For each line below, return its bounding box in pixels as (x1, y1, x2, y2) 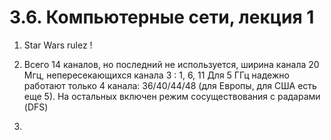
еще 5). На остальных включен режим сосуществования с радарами (23, 90, 321, 102)
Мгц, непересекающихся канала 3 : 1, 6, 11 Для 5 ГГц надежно (23, 69, 290, 81)
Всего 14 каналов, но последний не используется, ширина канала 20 (23, 58, 320, 70)
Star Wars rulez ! (23, 39, 93, 51)
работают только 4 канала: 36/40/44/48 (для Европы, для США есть (23, 79, 317, 91)
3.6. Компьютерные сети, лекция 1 (9, 6, 315, 29)
